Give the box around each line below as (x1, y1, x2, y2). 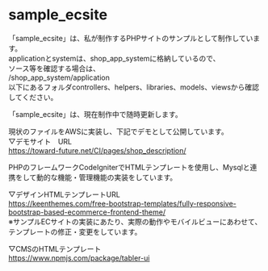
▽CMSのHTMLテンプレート (8, 244, 102, 253)
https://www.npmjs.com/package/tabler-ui (8, 252, 150, 263)
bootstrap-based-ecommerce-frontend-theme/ (8, 207, 166, 217)
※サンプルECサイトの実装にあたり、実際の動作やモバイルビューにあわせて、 (8, 216, 262, 227)
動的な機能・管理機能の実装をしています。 (36, 172, 178, 182)
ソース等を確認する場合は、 (8, 63, 101, 73)
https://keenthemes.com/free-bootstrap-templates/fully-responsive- (8, 198, 237, 208)
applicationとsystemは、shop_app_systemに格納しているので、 (8, 53, 220, 63)
